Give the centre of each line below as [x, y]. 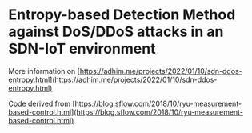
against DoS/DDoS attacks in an [116, 32]
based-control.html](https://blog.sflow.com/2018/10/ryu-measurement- [126, 112]
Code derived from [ [42, 103]
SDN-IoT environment [82, 49]
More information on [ [44, 71]
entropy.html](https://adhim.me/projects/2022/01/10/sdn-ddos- [113, 79]
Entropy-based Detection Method [122, 15]
